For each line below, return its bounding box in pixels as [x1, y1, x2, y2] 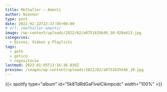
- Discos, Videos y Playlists [9, 40, 72, 45]
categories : [5, 35, 30, 40]
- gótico [9, 53, 28, 59]
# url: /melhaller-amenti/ [5, 26, 61, 31]
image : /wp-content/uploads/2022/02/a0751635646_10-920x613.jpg [5, 30, 142, 35]
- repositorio [9, 58, 39, 63]
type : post [5, 16, 28, 21]
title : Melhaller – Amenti [5, 7, 61, 12]
